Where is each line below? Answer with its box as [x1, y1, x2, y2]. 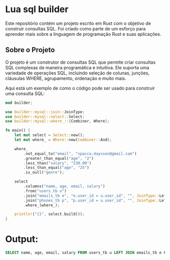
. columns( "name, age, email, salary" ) [23, 184, 105, 189]
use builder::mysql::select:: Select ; [5, 114, 85, 119]
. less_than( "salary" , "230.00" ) [23, 160, 92, 165]
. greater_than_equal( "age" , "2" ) [23, 156, 94, 161]
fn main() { [5, 128, 30, 133]
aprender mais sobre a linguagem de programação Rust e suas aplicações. [5, 31, 161, 37]
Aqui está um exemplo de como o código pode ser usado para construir [5, 85, 155, 91]
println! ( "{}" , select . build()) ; [14, 211, 85, 217]
